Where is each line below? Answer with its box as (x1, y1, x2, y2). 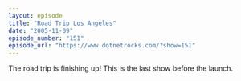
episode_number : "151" (8, 34, 84, 43)
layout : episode (8, 11, 63, 20)
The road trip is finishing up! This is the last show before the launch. (8, 63, 234, 73)
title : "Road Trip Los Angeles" (8, 19, 116, 27)
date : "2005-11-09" (8, 26, 74, 34)
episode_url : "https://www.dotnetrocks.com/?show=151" (8, 42, 196, 50)
